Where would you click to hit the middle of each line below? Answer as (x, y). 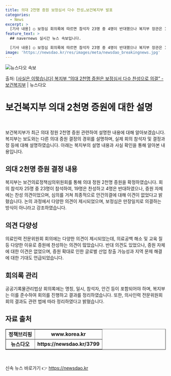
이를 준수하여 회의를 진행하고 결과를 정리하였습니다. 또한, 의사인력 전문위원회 (87, 295)
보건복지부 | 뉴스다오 (26, 85)
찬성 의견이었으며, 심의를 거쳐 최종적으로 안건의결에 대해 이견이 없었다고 (86, 195)
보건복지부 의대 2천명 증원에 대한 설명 (79, 107)
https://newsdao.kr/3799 (69, 344)
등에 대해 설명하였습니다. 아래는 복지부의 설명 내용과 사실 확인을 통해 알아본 (85, 145)
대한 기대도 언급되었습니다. (37, 258)
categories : (18, 15)
